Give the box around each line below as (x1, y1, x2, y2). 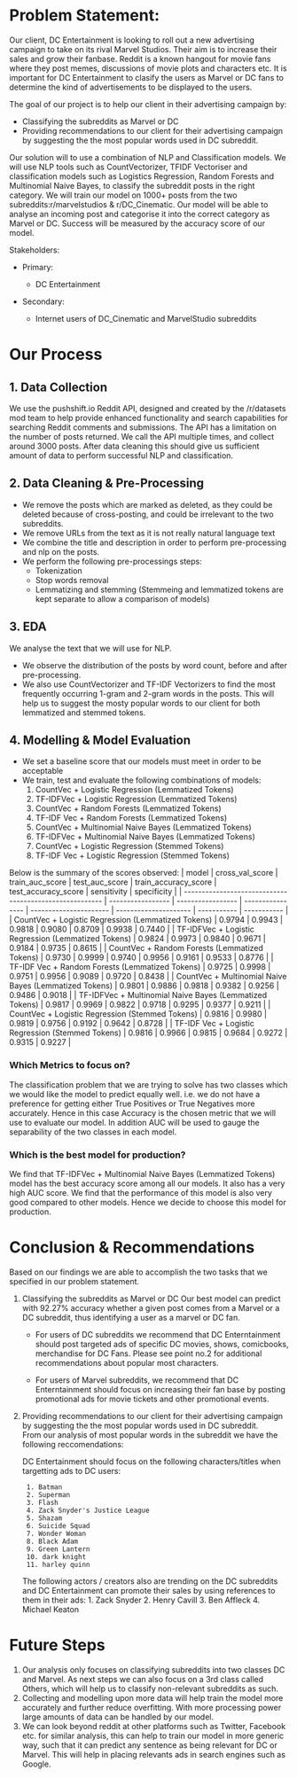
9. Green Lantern (26, 1544, 90, 1554)
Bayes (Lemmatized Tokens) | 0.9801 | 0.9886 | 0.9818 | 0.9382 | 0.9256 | (9, 980, 279, 991)
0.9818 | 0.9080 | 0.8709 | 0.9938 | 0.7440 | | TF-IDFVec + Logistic (9, 924, 255, 935)
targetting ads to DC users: (21, 1465, 121, 1476)
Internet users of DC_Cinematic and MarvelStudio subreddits (35, 313, 257, 324)
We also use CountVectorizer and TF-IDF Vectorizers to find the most (21, 679, 277, 690)
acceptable (21, 766, 64, 776)
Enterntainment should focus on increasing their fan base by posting (35, 1384, 286, 1394)
